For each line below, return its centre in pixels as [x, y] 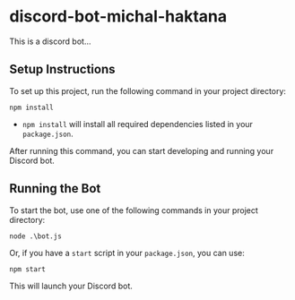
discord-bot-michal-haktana [118, 17]
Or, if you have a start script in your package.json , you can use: [127, 253]
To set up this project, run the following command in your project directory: [148, 90]
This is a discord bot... [50, 41]
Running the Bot [55, 189]
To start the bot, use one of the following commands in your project [134, 210]
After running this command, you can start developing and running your [142, 150]
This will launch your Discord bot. [71, 286]
